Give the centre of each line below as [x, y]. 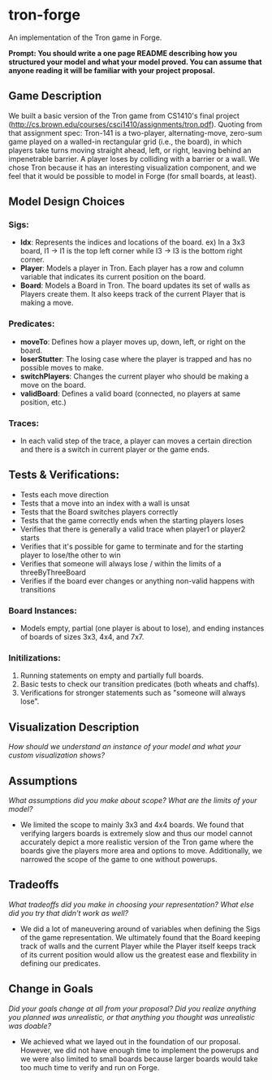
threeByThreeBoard [53, 572]
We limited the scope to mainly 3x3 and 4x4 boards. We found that [132, 825]
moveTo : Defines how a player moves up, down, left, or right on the [133, 341]
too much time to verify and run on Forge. [90, 1067]
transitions [38, 589]
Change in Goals [51, 989]
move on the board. [53, 384]
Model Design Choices [67, 202]
